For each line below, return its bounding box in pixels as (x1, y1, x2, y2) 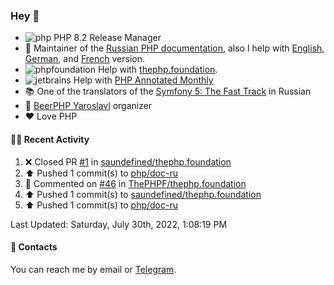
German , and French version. (24, 53, 145, 65)
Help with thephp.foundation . (97, 64, 218, 76)
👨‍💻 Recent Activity (10, 133, 90, 145)
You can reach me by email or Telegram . (10, 263, 177, 275)
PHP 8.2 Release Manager (53, 32, 162, 44)
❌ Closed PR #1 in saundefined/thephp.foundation (24, 155, 232, 168)
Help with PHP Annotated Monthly (73, 74, 214, 86)
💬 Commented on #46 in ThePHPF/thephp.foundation (24, 177, 247, 189)
